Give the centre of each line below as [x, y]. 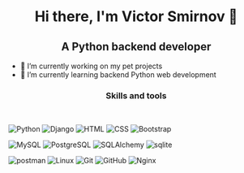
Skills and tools [136, 95]
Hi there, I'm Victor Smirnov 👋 [136, 17]
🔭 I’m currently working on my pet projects [91, 66]
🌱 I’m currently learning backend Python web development [118, 75]
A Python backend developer [136, 47]
